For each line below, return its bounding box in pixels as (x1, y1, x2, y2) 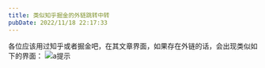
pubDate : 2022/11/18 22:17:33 (8, 19, 108, 27)
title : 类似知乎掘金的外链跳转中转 (8, 11, 110, 20)
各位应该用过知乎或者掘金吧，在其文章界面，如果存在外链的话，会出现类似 (8, 41, 251, 51)
